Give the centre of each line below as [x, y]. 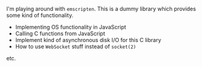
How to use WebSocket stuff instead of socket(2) [76, 46]
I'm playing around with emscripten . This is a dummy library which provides [101, 9]
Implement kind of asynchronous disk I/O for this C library [88, 40]
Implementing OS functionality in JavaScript [71, 27]
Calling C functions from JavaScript [60, 33]
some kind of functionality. [40, 15]
